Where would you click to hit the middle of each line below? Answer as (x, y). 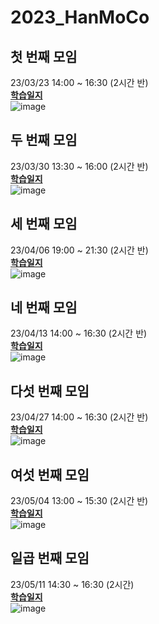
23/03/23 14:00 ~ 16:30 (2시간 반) (79, 82)
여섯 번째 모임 (50, 474)
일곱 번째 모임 (50, 558)
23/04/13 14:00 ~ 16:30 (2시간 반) (79, 333)
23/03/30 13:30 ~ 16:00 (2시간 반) (79, 166)
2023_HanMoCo (80, 17)
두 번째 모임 (44, 140)
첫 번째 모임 (44, 56)
